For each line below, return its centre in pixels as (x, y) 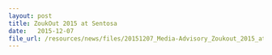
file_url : (25, 38)
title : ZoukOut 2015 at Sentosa (63, 23)
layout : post (30, 16)
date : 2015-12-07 (41, 31)
